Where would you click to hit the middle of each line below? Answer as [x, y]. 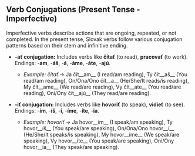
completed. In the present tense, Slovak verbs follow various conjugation [94, 39]
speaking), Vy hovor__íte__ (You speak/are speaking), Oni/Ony [99, 141]
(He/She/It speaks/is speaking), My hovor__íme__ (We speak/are [101, 134]
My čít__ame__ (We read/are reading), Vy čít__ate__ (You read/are [102, 87]
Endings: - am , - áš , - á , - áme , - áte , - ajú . [62, 63]
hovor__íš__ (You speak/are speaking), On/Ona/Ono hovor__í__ [99, 128]
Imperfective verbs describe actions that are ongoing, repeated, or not [91, 33]
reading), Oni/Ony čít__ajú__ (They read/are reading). [87, 93]
